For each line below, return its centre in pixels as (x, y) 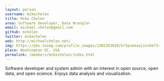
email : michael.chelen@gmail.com (39, 28)
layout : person (20, 9)
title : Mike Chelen (25, 18)
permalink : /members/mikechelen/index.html (50, 55)
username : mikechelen (27, 14)
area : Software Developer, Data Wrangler (48, 23)
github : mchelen (21, 32)
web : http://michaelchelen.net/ (38, 41)
